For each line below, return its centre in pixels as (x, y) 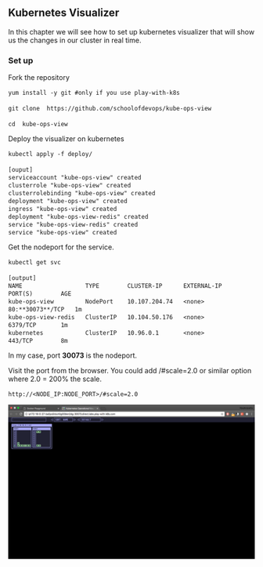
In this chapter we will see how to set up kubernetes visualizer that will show (131, 31)
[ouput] (21, 170)
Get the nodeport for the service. (61, 247)
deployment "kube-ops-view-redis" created (78, 217)
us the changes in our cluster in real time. (75, 40)
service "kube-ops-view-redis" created (73, 225)
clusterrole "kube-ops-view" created (70, 186)
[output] (22, 278)
